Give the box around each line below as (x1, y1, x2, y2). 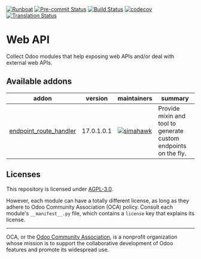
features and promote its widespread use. (6, 246, 109, 253)
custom (158, 134, 179, 142)
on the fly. (158, 149, 187, 157)
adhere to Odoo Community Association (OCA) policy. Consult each (6, 203, 173, 211)
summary (161, 94, 190, 102)
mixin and (158, 111, 185, 120)
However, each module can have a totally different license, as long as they (6, 197, 190, 204)
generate (158, 126, 184, 135)
